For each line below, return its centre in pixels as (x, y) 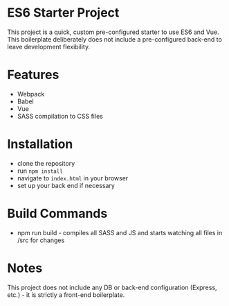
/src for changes (41, 240)
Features (33, 75)
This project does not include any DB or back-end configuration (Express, (112, 287)
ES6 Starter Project (63, 13)
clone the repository (46, 163)
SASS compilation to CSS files (60, 116)
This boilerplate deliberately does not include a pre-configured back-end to (115, 39)
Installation (40, 144)
